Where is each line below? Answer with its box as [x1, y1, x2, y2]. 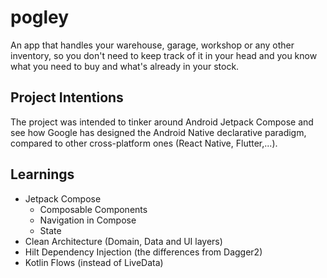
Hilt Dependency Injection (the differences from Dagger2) [24, 246, 263, 258]
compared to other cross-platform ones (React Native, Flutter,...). [10, 137, 278, 149]
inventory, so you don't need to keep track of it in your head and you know [10, 49, 318, 61]
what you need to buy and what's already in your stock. [10, 60, 240, 72]
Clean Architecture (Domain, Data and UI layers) [24, 235, 223, 247]
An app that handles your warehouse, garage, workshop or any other [10, 39, 295, 51]
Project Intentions [10, 89, 124, 106]
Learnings [10, 166, 75, 183]
